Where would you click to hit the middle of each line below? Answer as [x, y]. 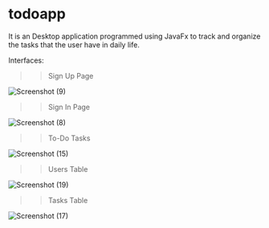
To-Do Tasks [69, 138]
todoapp [37, 14]
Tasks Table [68, 200]
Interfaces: [26, 60]
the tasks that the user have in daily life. [74, 44]
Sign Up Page [71, 75]
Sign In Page [69, 107]
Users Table [68, 169]
